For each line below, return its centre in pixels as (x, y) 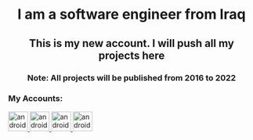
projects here (132, 55)
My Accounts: (36, 99)
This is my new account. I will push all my (132, 43)
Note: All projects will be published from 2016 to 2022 (132, 77)
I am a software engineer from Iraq (132, 14)
